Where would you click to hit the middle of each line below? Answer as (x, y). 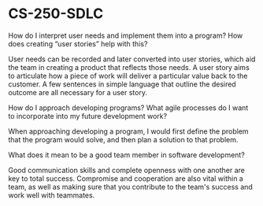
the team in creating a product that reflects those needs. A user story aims (129, 67)
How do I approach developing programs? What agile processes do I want (128, 108)
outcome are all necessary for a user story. (78, 92)
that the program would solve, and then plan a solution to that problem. (123, 139)
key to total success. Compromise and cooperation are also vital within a (126, 178)
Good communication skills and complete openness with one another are (127, 170)
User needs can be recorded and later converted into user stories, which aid (132, 59)
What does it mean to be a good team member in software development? (127, 155)
